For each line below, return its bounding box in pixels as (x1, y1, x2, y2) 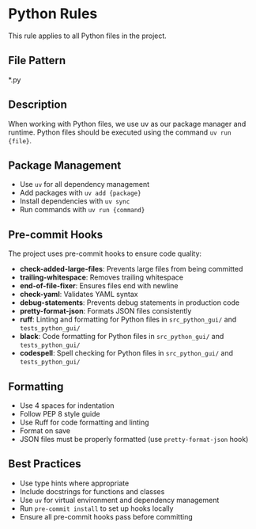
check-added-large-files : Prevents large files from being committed (19, 264, 243, 274)
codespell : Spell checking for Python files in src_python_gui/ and (19, 348, 234, 358)
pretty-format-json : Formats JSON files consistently (19, 306, 192, 316)
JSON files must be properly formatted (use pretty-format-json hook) (19, 435, 249, 443)
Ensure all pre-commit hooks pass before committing (19, 512, 194, 521)
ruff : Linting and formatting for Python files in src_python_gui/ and (19, 314, 237, 325)
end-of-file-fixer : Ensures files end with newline (19, 281, 179, 291)
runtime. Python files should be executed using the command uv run (8, 127, 232, 137)
